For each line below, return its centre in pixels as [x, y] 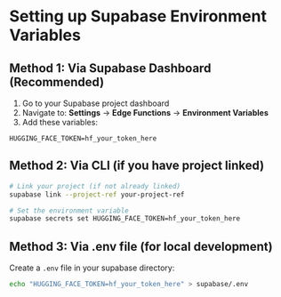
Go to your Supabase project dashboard [96, 103]
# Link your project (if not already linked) [95, 186]
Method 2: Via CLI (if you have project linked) [137, 166]
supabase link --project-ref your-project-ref [97, 194]
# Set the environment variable [69, 211]
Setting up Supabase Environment [138, 16]
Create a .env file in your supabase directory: [92, 268]
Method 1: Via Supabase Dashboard [110, 68]
